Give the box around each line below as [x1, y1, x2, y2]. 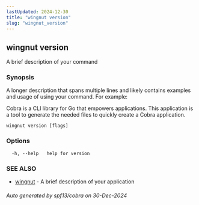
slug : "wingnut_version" [6, 20, 69, 26]
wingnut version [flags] [6, 123, 69, 129]
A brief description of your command [6, 58, 98, 66]
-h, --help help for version [11, 150, 90, 156]
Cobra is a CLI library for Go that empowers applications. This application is [6, 105, 194, 112]
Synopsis [6, 73, 34, 82]
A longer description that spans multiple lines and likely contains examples [6, 87, 191, 94]
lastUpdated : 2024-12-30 [6, 8, 69, 15]
